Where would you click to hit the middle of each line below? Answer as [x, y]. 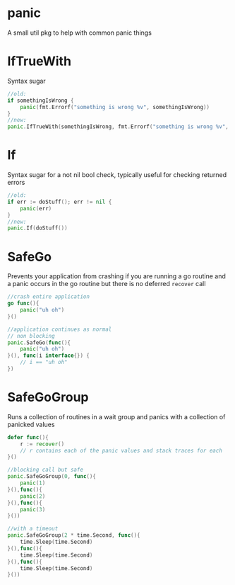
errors [16, 183]
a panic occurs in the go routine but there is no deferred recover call [107, 284]
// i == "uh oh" [44, 363]
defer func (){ [28, 437]
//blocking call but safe [45, 470]
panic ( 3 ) [33, 509]
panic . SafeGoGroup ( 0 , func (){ [52, 477]
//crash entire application [49, 297]
